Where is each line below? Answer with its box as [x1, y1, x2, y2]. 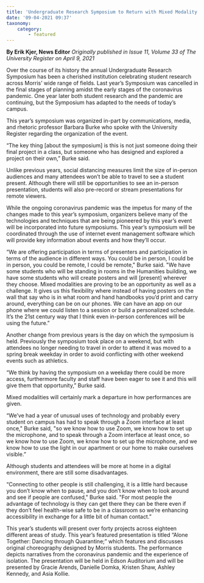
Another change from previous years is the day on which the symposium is [6, 331, 194, 338]
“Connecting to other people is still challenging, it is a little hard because [6, 481, 188, 488]
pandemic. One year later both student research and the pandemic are [6, 93, 183, 100]
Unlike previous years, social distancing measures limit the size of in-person [6, 167, 198, 174]
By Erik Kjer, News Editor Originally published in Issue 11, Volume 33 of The [6, 48, 197, 55]
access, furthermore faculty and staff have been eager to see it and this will [6, 375, 197, 383]
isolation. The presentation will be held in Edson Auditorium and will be [6, 557, 184, 565]
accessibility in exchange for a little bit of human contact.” [6, 513, 152, 520]
